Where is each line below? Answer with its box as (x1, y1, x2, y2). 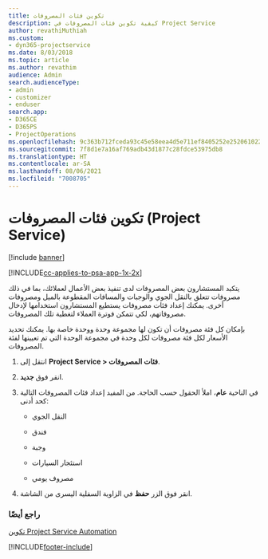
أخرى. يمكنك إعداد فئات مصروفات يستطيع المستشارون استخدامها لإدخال (8, 300, 224, 309)
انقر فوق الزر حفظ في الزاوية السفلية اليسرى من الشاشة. (19, 488, 193, 498)
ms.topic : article (8, 57, 69, 65)
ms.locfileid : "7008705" (8, 175, 91, 183)
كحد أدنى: (19, 396, 49, 405)
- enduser (8, 100, 41, 108)
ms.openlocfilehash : (8, 137, 77, 146)
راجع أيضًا (8, 508, 41, 519)
